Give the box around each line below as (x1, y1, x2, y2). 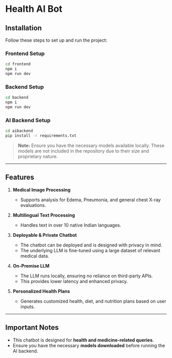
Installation (5, 24, 42, 32)
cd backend (5, 95, 29, 100)
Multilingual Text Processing (12, 212, 75, 218)
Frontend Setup (5, 50, 45, 57)
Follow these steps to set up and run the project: (5, 37, 107, 43)
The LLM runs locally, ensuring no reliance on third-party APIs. (20, 273, 153, 279)
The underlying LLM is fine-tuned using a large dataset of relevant (20, 247, 160, 253)
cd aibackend (5, 128, 33, 134)
